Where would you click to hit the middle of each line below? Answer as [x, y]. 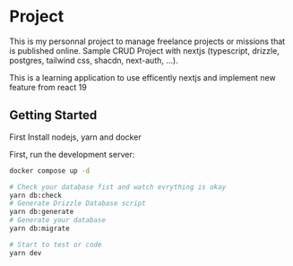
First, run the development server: [72, 154]
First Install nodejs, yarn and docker [75, 137]
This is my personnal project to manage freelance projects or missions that [147, 41]
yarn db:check [36, 195]
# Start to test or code [56, 245]
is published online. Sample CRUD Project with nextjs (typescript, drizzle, [144, 50]
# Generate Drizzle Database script [78, 203]
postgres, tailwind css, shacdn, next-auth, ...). [94, 60]
